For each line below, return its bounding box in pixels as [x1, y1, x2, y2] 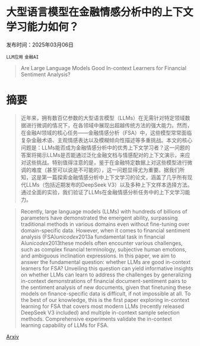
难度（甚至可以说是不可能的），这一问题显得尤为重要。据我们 [31, 166, 180, 173]
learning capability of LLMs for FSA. [20, 322, 109, 329]
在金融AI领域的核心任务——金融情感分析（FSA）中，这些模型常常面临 [20, 129, 192, 136]
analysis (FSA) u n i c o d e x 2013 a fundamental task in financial [20, 233, 165, 240]
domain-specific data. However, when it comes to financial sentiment [20, 227, 191, 234]
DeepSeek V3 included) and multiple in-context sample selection [20, 309, 180, 316]
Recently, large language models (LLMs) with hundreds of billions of [20, 207, 188, 215]
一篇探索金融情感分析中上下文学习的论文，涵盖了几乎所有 [46, 174, 188, 181]
